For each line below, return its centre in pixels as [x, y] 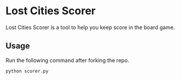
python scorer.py [27, 71]
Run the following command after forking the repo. [67, 60]
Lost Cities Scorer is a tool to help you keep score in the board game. [90, 27]
